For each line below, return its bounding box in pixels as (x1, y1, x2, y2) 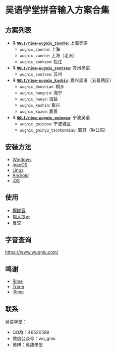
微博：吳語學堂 (12, 342, 43, 348)
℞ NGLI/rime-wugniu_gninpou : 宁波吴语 (12, 115, 90, 120)
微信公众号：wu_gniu (12, 336, 56, 342)
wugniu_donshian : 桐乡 (19, 84, 64, 89)
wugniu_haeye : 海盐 (19, 96, 58, 102)
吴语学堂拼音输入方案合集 (5, 4, 110, 16)
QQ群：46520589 (12, 329, 50, 336)
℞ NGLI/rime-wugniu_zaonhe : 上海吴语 (12, 40, 88, 46)
